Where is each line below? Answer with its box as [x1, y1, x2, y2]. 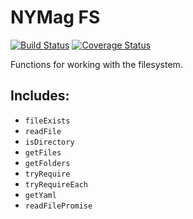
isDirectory [24, 137, 75, 147]
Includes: [10, 87, 70, 105]
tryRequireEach [24, 179, 89, 190]
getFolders [24, 158, 71, 168]
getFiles [24, 147, 62, 158]
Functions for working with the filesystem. [10, 58, 183, 70]
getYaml [24, 190, 57, 200]
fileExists [24, 116, 71, 126]
